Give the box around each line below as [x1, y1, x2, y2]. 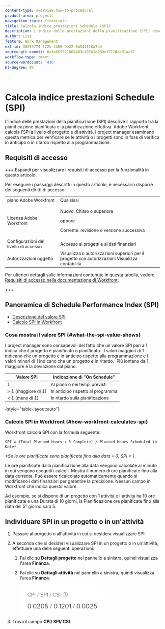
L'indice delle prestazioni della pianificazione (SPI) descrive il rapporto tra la [5, 118, 159, 125]
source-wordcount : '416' [5, 59, 56, 65]
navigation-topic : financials [5, 18, 67, 23]
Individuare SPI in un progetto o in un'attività [5, 517, 144, 526]
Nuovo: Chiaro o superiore [60, 208, 114, 214]
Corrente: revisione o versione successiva [60, 227, 145, 233]
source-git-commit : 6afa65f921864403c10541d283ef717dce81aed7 [5, 49, 135, 54]
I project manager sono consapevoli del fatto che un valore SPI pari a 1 [5, 342, 148, 348]
